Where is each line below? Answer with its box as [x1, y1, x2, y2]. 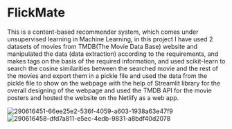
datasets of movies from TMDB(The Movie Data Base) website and [7, 42, 198, 50]
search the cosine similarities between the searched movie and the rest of [7, 64, 219, 72]
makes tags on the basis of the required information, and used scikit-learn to [7, 57, 226, 65]
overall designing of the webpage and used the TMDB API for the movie [7, 86, 213, 95]
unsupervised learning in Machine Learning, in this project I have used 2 [7, 34, 213, 43]
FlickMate [7, 5, 66, 21]
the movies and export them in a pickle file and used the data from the [7, 71, 208, 80]
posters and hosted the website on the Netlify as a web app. [7, 93, 179, 101]
